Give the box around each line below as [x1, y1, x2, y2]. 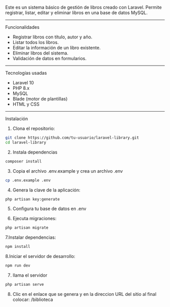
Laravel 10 [12, 80, 34, 85]
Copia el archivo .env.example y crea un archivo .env [12, 168, 123, 174]
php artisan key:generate [5, 196, 60, 201]
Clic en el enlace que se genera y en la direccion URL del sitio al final [12, 291, 157, 297]
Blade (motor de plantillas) [12, 96, 68, 101]
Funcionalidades [5, 24, 39, 30]
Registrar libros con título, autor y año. [12, 34, 93, 40]
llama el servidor [12, 272, 48, 278]
